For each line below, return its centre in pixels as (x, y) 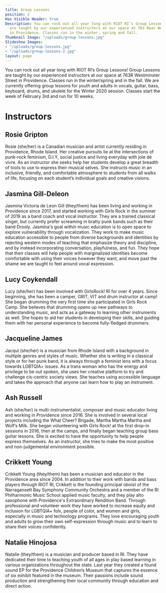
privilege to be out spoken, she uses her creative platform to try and (74, 371)
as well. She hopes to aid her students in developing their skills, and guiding (82, 318)
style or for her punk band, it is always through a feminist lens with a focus (81, 361)
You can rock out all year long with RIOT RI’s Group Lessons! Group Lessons (83, 70)
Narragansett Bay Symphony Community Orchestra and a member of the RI (82, 490)
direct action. (19, 586)
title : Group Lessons (27, 10)
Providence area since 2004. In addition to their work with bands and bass (81, 479)
